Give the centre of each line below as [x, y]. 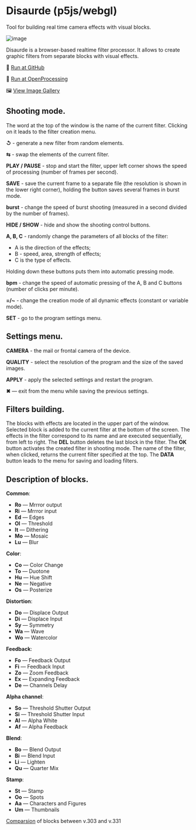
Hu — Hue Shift [33, 578]
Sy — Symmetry [34, 625]
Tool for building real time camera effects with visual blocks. [78, 27]
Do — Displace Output [42, 613]
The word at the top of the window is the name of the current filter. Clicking [97, 125]
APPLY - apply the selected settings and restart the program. [80, 379]
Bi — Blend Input [35, 756]
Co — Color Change [39, 565]
